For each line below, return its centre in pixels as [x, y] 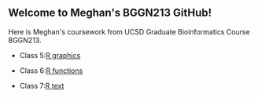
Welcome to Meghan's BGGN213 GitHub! [110, 13]
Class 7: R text [42, 85]
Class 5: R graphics [50, 55]
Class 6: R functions [51, 71]
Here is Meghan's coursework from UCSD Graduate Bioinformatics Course [129, 31]
